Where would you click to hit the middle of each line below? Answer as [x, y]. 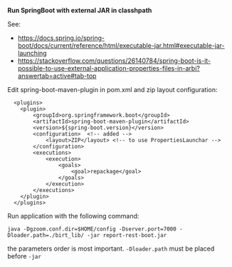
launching [32, 53]
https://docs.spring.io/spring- [61, 38]
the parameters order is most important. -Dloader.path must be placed [111, 248]
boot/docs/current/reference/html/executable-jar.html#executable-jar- [121, 45]
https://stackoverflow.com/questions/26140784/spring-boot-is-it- [114, 61]
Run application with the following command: [73, 216]
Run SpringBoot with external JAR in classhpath [80, 10]
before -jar [24, 256]
